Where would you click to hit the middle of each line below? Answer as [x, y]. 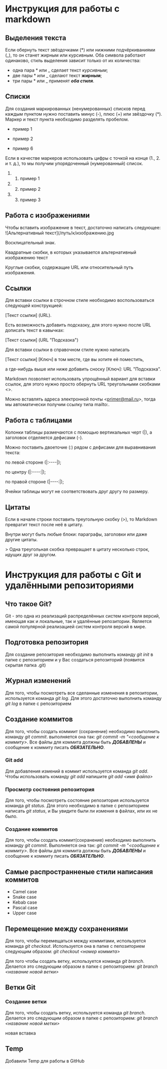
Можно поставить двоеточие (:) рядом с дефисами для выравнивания [80, 447]
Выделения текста [36, 38]
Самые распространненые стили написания [79, 872]
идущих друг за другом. [31, 555]
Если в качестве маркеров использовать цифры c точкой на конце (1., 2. [83, 158]
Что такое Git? [28, 604]
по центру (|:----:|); [25, 472]
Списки [18, 96]
